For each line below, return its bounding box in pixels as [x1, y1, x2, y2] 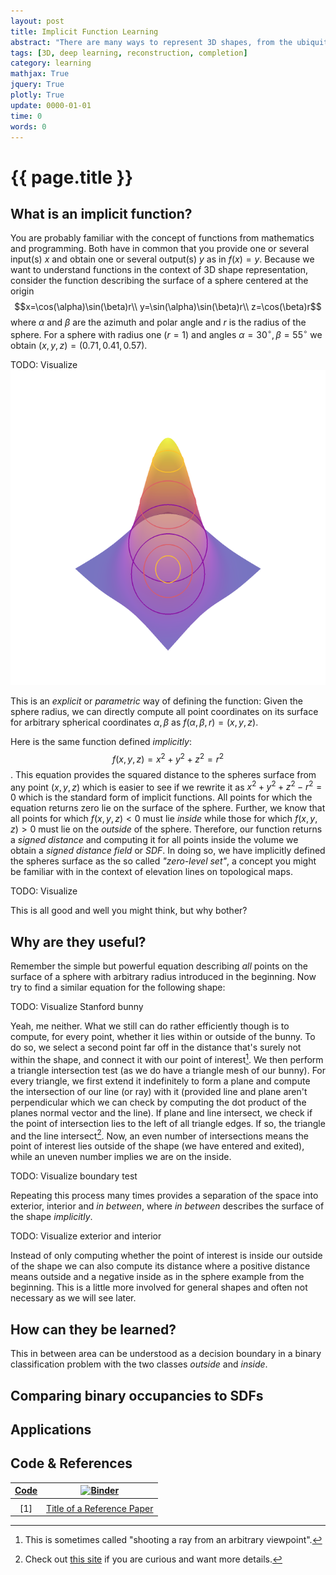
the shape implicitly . [10, 1211, 93, 1223]
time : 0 [10, 111, 43, 121]
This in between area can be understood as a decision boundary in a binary [10, 1348, 322, 1360]
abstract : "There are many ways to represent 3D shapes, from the [10, 37, 293, 47]
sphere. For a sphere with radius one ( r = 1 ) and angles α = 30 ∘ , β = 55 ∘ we [10, 327, 323, 341]
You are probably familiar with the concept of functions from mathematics [10, 232, 315, 244]
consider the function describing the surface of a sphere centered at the [10, 275, 309, 287]
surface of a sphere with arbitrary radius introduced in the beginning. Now [10, 971, 317, 983]
